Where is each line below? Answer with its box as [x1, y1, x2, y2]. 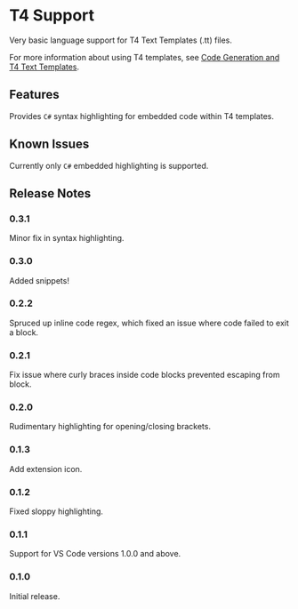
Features [9, 87, 60, 102]
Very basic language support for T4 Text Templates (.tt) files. [9, 35, 233, 45]
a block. [9, 326, 38, 338]
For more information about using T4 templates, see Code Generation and [9, 52, 280, 62]
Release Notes [9, 186, 92, 201]
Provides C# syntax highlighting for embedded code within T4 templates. [9, 110, 274, 121]
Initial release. [9, 590, 60, 601]
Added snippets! [9, 275, 69, 285]
